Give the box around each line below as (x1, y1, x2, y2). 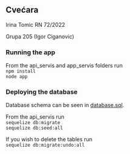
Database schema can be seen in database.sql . (5, 102, 125, 109)
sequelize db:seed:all (5, 125, 63, 131)
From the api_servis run (5, 113, 65, 121)
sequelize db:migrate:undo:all (5, 142, 85, 149)
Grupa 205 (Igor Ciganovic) (5, 33, 74, 40)
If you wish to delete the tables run (5, 136, 92, 143)
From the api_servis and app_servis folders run (5, 62, 123, 69)
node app (5, 74, 28, 80)
